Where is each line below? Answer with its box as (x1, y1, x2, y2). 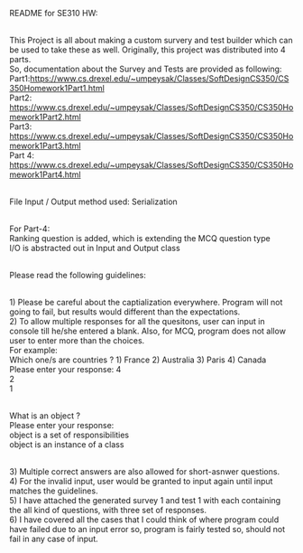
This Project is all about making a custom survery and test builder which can (9, 35, 293, 45)
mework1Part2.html (9, 112, 81, 122)
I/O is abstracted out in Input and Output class (9, 243, 180, 253)
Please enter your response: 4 (9, 364, 122, 374)
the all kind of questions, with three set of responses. (9, 505, 207, 515)
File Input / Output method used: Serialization (9, 196, 178, 207)
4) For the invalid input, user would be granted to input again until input (9, 476, 273, 486)
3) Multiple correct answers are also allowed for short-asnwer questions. (9, 466, 280, 477)
